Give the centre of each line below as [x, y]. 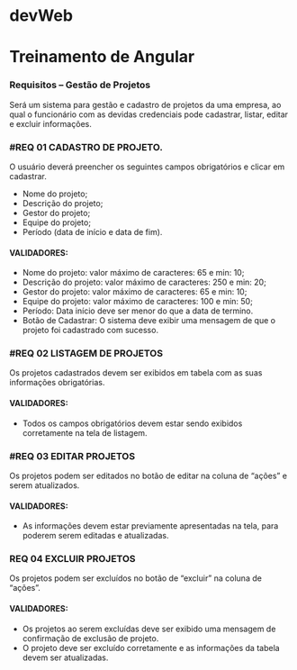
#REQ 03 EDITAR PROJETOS [72, 456]
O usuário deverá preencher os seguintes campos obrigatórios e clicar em [147, 167]
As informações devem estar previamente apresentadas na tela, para [150, 526]
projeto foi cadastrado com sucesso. [90, 330]
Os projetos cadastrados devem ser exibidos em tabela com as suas [136, 373]
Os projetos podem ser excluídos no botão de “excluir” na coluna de [136, 578]
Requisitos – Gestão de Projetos [80, 85]
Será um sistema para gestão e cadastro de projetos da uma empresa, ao [145, 104]
